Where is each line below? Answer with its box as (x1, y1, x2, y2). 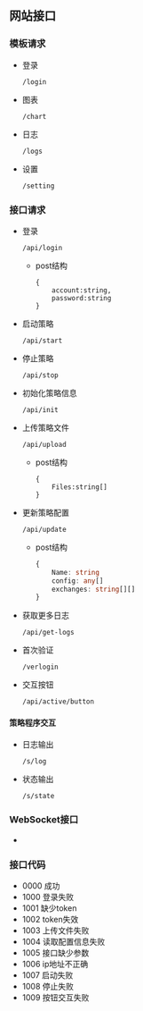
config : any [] (52, 576, 104, 586)
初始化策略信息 (21, 387, 77, 398)
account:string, (52, 285, 112, 295)
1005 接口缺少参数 (21, 948, 90, 958)
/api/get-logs (21, 628, 75, 637)
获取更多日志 (21, 611, 69, 621)
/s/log (21, 756, 47, 766)
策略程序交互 (9, 717, 56, 728)
